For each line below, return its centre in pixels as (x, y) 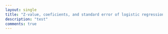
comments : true (21, 24)
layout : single (21, 10)
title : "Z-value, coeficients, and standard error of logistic (72, 14)
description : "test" (27, 19)
